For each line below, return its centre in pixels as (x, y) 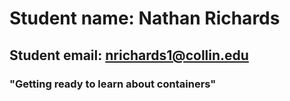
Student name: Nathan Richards (145, 18)
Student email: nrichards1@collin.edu (129, 55)
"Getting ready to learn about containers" (113, 84)
